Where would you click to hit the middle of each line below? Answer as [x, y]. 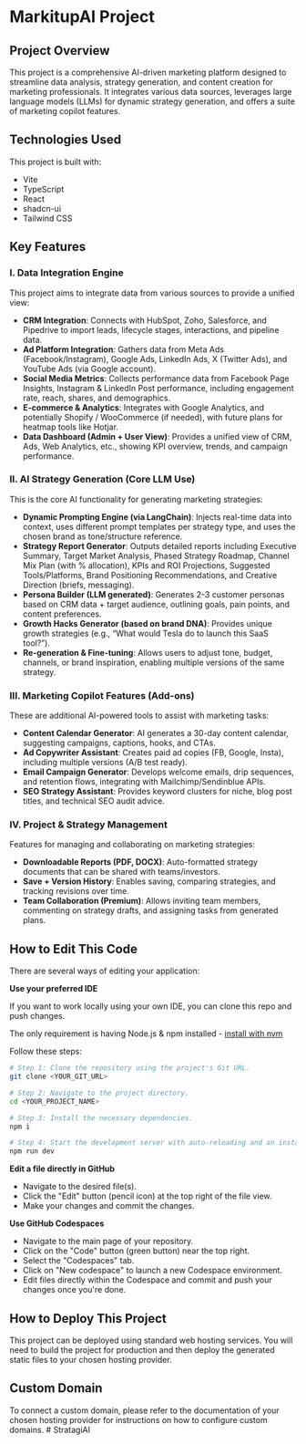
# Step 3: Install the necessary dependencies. [102, 1118]
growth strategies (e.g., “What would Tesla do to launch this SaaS [145, 633]
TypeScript [43, 189]
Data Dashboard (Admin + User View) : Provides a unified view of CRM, [157, 436]
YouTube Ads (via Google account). [89, 369]
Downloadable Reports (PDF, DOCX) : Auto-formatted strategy [140, 862]
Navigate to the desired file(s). [79, 1187]
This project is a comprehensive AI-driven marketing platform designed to [148, 72]
